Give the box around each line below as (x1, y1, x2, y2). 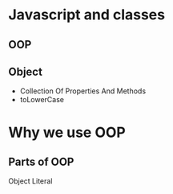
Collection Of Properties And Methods (19, 86, 147, 96)
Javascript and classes (8, 6, 166, 24)
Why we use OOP (8, 123, 126, 142)
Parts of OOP (8, 155, 74, 168)
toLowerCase (19, 95, 64, 105)
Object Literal (8, 176, 53, 186)
